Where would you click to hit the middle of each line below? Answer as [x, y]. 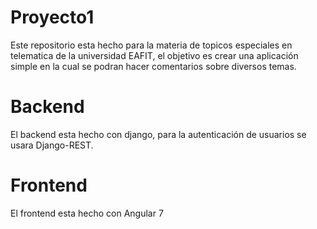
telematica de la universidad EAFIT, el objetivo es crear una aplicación [154, 55]
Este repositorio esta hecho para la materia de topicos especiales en [151, 45]
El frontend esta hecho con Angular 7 [87, 213]
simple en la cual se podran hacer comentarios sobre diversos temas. [153, 66]
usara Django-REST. [52, 145]
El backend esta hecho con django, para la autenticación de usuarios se [158, 134]
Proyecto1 [52, 17]
